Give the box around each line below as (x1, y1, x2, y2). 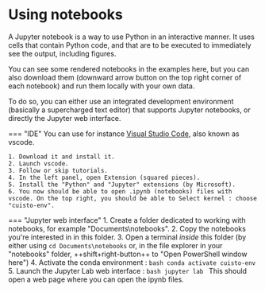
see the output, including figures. (8, 49, 117, 58)
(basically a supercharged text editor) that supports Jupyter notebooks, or (8, 105, 252, 115)
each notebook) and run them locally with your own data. (8, 81, 195, 91)
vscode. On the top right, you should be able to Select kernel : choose (8, 194, 258, 202)
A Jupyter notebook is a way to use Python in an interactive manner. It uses (8, 32, 255, 41)
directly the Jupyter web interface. (8, 113, 121, 123)
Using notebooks (8, 6, 123, 24)
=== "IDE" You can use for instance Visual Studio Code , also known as (8, 129, 240, 138)
